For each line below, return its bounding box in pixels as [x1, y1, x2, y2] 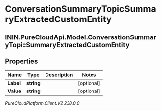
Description [45, 72, 73, 78]
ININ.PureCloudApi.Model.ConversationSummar [5, 33, 157, 41]
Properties [5, 57, 38, 65]
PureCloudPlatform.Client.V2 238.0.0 [5, 100, 80, 106]
